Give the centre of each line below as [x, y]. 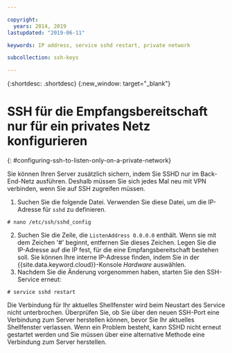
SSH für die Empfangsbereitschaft [107, 112]
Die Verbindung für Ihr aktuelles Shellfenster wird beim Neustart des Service [116, 305]
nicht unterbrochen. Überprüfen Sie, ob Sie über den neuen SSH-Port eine [113, 313]
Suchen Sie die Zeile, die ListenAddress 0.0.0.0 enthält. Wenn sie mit [117, 235]
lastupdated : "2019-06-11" [46, 33]
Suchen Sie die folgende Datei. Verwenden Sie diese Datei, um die [112, 202]
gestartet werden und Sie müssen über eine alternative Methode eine [106, 335]
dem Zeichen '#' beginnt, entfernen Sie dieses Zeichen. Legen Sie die [117, 243]
